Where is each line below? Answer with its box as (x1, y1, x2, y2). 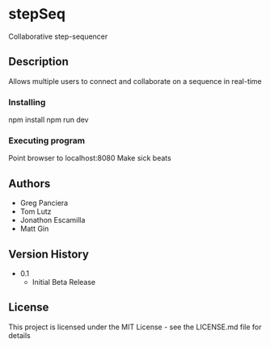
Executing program (8, 135, 86, 146)
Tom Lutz (19, 207, 52, 216)
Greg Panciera (19, 199, 69, 208)
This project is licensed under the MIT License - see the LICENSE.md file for (8, 322, 262, 332)
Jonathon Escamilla (19, 215, 86, 225)
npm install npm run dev (8, 115, 89, 125)
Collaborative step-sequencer (8, 31, 108, 41)
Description (8, 55, 69, 69)
